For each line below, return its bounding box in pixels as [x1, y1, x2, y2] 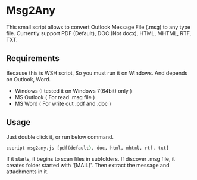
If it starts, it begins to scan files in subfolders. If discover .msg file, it [6, 155, 176, 163]
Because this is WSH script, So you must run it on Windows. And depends [6, 69, 188, 77]
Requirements [6, 53, 60, 63]
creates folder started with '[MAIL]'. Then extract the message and [6, 162, 170, 169]
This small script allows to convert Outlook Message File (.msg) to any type [6, 23, 191, 30]
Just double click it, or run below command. [6, 133, 114, 141]
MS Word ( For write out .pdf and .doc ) [14, 100, 111, 107]
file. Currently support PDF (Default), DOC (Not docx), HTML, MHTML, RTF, [6, 29, 192, 36]
